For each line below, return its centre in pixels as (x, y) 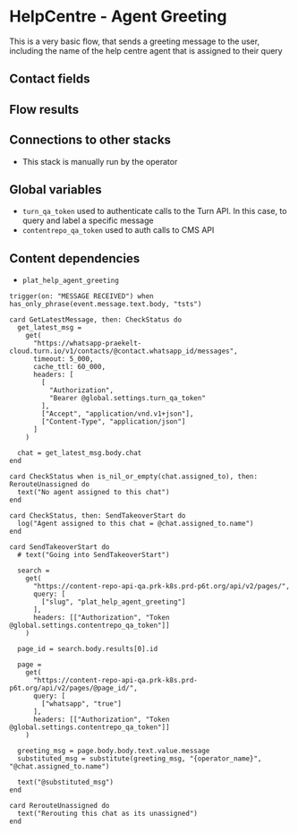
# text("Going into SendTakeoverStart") (94, 555)
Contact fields (50, 79)
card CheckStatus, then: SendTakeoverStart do (98, 516)
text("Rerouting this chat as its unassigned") (108, 814)
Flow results (44, 109)
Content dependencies (75, 258)
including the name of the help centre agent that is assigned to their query (146, 50)
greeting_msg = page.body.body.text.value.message (114, 751)
